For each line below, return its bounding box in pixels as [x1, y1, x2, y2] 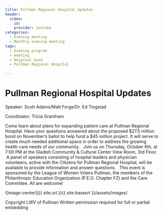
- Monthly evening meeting [9, 39, 65, 44]
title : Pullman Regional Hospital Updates [5, 7, 93, 12]
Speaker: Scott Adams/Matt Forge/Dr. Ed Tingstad [5, 104, 107, 109]
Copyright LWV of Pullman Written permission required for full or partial [5, 199, 150, 205]
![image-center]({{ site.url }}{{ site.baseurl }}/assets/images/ [5, 189, 128, 195]
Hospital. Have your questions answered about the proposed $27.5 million [5, 128, 155, 134]
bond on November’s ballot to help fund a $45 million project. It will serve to [5, 133, 159, 139]
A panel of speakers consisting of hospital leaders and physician [6, 154, 137, 160]
